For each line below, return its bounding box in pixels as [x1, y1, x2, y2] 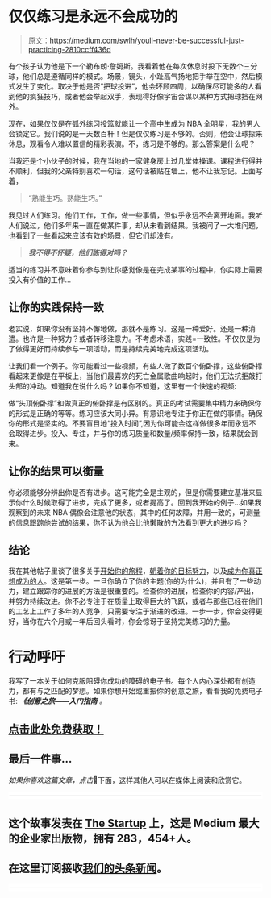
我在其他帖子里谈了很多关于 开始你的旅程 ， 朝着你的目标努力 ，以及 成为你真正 [8, 566, 263, 576]
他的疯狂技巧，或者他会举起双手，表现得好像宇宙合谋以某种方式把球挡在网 [15, 91, 263, 101]
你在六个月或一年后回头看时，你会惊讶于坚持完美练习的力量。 [29, 617, 235, 626]
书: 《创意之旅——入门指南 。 [8, 696, 106, 706]
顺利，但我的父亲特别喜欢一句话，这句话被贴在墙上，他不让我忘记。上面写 [15, 166, 263, 176]
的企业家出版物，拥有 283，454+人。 [8, 831, 198, 845]
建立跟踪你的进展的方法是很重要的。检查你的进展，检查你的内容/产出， [22, 586, 259, 597]
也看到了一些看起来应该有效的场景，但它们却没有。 [8, 231, 178, 240]
